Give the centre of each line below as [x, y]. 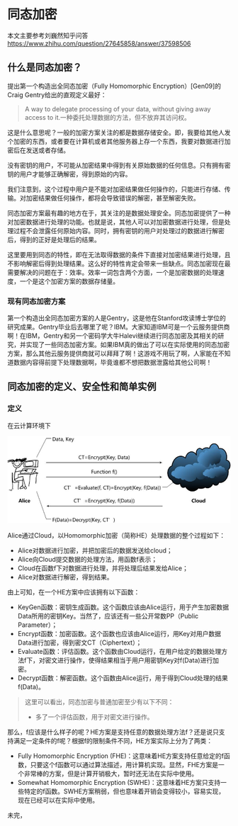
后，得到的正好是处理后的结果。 [54, 239]
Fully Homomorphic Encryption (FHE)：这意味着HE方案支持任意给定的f [121, 756]
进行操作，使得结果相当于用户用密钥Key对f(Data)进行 [135, 660]
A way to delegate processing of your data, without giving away [118, 109]
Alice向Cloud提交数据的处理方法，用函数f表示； [87, 560]
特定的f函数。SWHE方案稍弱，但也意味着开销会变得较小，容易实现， [124, 791]
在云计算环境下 [29, 425]
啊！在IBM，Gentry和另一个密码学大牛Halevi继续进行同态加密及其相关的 [113, 336]
